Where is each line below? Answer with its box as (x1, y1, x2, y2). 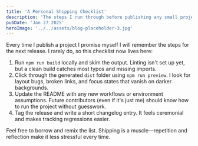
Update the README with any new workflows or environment (14, 90, 164, 98)
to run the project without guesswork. (14, 103, 106, 110)
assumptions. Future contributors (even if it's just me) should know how (14, 97, 189, 104)
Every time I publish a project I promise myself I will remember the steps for (6, 41, 190, 48)
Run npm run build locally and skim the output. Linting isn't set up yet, (14, 59, 186, 66)
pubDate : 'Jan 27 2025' (6, 20, 65, 25)
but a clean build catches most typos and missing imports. (14, 66, 157, 73)
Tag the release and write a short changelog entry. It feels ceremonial (14, 109, 184, 116)
